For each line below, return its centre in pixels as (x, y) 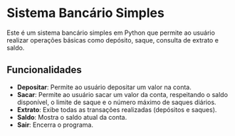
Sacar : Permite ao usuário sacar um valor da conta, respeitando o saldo (122, 94)
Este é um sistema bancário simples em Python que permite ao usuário (111, 33)
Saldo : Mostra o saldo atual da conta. (72, 117)
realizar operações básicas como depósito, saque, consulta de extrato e (113, 40)
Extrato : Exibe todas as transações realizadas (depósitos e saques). (117, 109)
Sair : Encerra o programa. (55, 125)
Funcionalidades (45, 70)
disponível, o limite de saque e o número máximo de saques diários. (116, 102)
